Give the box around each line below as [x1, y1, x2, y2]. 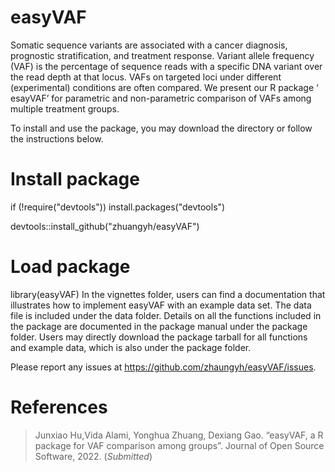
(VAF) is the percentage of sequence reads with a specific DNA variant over [10, 60, 323, 72]
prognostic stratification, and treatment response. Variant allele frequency [10, 49, 315, 61]
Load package [10, 256, 131, 278]
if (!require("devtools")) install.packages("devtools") [10, 201, 226, 213]
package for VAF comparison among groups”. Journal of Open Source [34, 439, 325, 451]
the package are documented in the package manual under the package [10, 320, 308, 332]
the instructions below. [10, 132, 104, 145]
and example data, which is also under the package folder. [10, 341, 252, 353]
